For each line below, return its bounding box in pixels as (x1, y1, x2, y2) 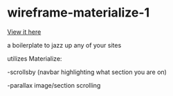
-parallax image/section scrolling (7, 81, 101, 89)
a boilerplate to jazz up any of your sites (7, 41, 122, 49)
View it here (7, 28, 42, 36)
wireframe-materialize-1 (7, 5, 150, 21)
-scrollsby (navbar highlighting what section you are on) (7, 68, 167, 76)
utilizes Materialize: (7, 54, 62, 63)
